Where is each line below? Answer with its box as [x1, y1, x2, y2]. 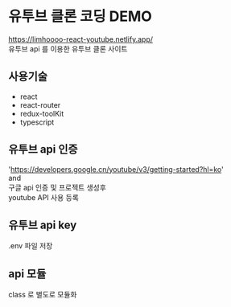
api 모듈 [8, 267, 47, 280]
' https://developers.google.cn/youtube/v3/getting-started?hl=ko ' [8, 164, 224, 174]
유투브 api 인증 [8, 142, 78, 157]
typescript [19, 117, 55, 127]
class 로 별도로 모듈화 [8, 290, 78, 300]
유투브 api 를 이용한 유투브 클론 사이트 [8, 43, 128, 53]
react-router [19, 100, 61, 109]
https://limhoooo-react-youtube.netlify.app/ [8, 34, 154, 44]
